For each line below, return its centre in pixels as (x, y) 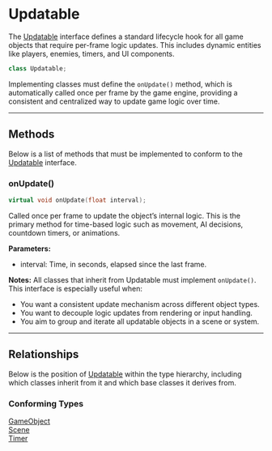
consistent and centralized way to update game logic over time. (114, 101)
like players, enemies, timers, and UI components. (92, 53)
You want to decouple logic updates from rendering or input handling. (136, 313)
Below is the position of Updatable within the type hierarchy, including (125, 374)
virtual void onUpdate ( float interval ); (78, 200)
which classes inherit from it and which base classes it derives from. (122, 382)
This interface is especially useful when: (76, 288)
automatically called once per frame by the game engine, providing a (123, 92)
